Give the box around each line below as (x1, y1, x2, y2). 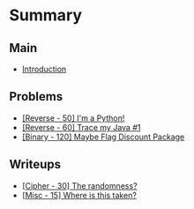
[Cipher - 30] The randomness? (21, 180, 138, 190)
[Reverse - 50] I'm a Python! (21, 112, 125, 123)
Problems (9, 89, 63, 104)
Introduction (21, 63, 67, 74)
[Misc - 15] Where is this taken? (21, 190, 137, 200)
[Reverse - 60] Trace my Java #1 (21, 122, 141, 132)
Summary (9, 5, 82, 26)
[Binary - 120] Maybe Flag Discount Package (21, 131, 185, 142)
